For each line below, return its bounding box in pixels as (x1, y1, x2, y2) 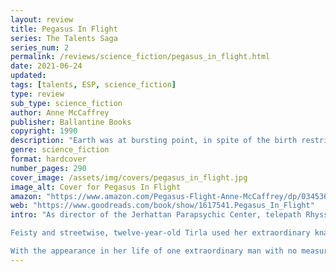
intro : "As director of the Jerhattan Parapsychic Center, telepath (10, 210, 302, 220)
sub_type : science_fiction (10, 98, 123, 108)
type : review (10, 89, 65, 99)
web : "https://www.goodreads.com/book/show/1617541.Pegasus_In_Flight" (10, 201, 315, 211)
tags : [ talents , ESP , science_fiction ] (10, 80, 177, 90)
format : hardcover (10, 154, 87, 164)
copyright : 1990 (10, 126, 78, 136)
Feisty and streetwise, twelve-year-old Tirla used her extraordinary (10, 228, 311, 238)
